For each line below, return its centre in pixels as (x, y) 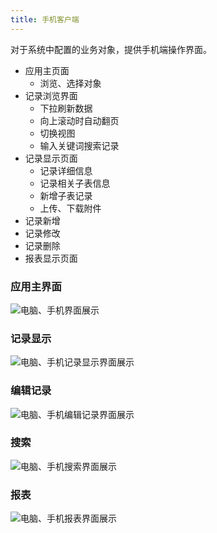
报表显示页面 (51, 258)
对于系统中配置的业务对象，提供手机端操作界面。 (111, 49)
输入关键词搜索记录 (79, 145)
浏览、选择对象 (70, 83)
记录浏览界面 (51, 95)
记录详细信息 (66, 170)
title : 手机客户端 (45, 19)
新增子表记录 (66, 195)
